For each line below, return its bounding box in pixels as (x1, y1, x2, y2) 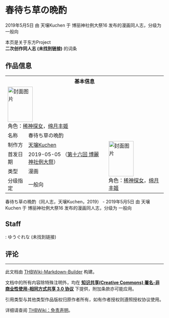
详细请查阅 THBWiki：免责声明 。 (5, 307, 73, 313)
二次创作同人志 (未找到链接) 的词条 (5, 45, 77, 51)
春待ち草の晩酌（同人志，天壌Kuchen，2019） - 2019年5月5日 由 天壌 (5, 198, 150, 204)
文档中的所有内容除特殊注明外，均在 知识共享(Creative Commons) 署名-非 (5, 280, 160, 286)
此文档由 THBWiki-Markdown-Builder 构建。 (5, 269, 97, 275)
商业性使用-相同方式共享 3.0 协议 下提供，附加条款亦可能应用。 (5, 286, 137, 292)
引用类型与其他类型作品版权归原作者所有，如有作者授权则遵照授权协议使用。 (5, 296, 164, 302)
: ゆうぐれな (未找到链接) (5, 233, 57, 240)
